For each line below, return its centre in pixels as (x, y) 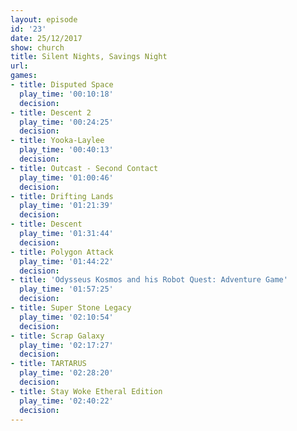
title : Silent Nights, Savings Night (89, 57)
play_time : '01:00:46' (66, 177)
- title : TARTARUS (48, 364)
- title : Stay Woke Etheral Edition (86, 391)
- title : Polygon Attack (62, 252)
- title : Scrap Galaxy (57, 336)
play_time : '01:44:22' (66, 261)
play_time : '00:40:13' (66, 150)
